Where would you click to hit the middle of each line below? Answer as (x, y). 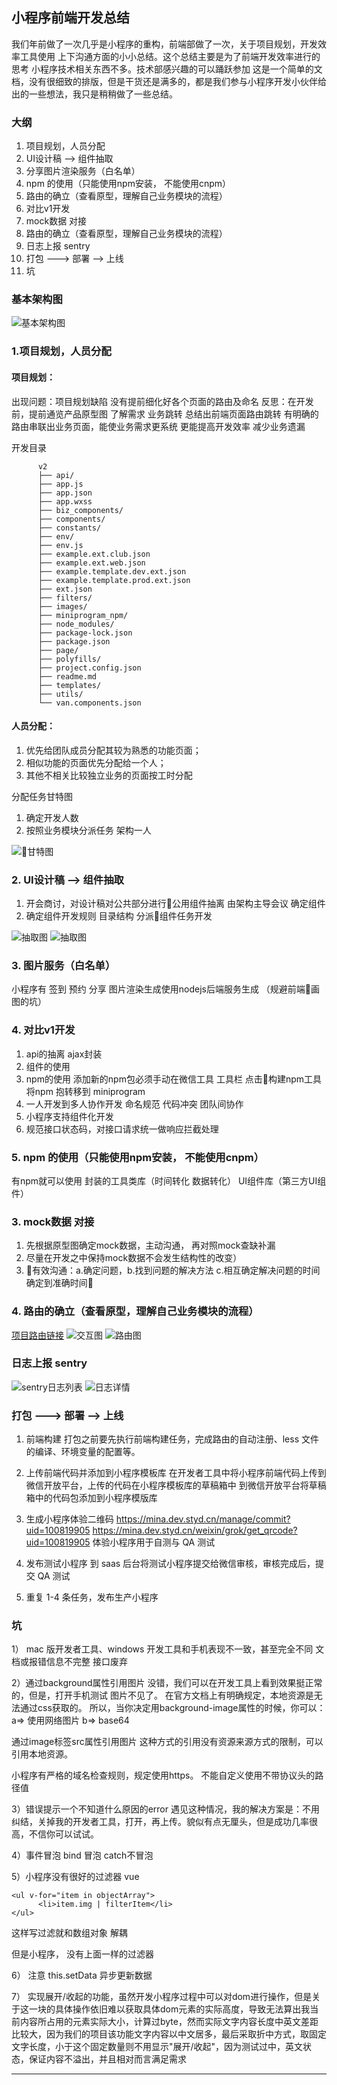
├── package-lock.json (85, 633)
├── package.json (74, 641)
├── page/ (58, 650)
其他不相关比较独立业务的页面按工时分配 (109, 775)
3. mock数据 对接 (53, 1221)
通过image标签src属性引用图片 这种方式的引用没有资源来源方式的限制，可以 (167, 1742)
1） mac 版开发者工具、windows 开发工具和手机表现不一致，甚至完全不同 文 (168, 1649)
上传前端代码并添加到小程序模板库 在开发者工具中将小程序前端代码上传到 (176, 1473)
